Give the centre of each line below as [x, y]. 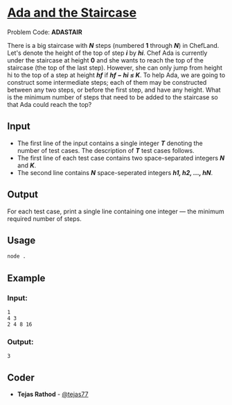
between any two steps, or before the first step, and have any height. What [114, 90]
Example [26, 278]
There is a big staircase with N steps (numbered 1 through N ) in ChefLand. [113, 45]
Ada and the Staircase [72, 13]
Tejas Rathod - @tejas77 [53, 395]
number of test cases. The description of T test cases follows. [106, 150]
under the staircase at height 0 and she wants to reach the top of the [106, 60]
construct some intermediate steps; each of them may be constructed [107, 82]
